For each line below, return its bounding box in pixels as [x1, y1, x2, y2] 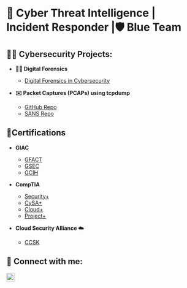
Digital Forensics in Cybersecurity [24, 77, 110, 84]
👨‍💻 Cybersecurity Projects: [6, 49, 113, 59]
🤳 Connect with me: [6, 256, 83, 267]
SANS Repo [24, 110, 54, 117]
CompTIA [15, 181, 40, 188]
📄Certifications [6, 127, 66, 138]
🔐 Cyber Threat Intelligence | [6, 6, 156, 20]
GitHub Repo [24, 104, 57, 110]
